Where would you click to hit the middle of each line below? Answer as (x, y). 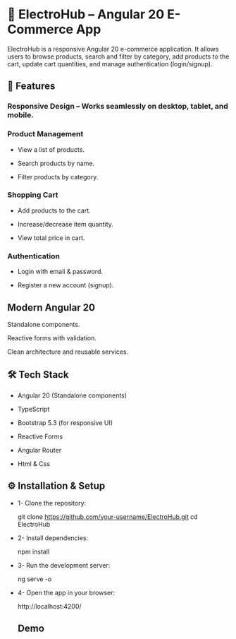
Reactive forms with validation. (52, 338)
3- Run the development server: (64, 565)
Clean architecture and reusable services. (68, 352)
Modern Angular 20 (51, 307)
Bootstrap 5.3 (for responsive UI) (65, 422)
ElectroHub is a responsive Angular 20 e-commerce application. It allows (113, 49)
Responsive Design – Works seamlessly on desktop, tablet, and (118, 107)
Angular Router (39, 450)
